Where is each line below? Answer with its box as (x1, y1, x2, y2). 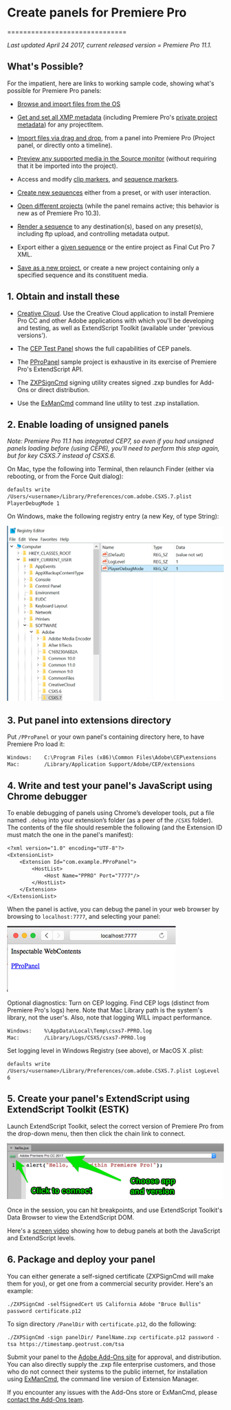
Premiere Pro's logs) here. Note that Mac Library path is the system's (7, 1006, 203, 1015)
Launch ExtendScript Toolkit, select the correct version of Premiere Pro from (7, 1122, 224, 1130)
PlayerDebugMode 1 (7, 500, 60, 507)
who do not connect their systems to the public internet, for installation (7, 1367, 208, 1376)
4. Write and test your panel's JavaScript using (7, 779, 213, 792)
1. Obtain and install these (7, 291, 120, 303)
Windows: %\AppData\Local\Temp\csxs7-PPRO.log (7, 1028, 153, 1034)
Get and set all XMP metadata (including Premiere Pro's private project (16, 113, 218, 121)
